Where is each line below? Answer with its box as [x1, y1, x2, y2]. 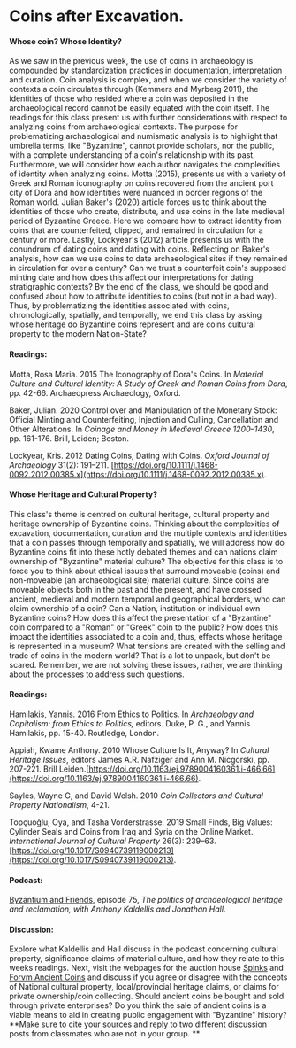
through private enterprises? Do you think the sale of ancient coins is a [9, 1000, 267, 1011]
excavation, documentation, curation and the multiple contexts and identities [9, 527, 288, 538]
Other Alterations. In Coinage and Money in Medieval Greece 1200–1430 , [9, 423, 276, 434]
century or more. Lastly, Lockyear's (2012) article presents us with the [9, 235, 265, 245]
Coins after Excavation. [9, 6, 184, 27]
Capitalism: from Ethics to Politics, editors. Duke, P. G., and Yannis [9, 718, 251, 728]
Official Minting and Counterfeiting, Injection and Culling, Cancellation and [9, 414, 279, 424]
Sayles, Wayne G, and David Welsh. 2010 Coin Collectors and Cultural [9, 790, 263, 801]
